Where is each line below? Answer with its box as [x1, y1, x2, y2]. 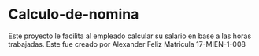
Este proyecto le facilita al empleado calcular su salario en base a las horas [8, 31, 252, 40]
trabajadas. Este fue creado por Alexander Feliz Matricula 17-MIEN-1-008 [8, 39, 246, 48]
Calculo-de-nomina [8, 5, 139, 23]
